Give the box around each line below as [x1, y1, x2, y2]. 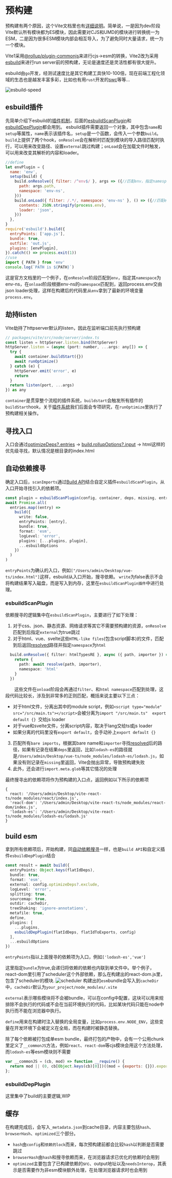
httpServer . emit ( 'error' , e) [14, 368, 77, 373]
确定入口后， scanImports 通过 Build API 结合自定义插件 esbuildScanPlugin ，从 [5, 478, 165, 485]
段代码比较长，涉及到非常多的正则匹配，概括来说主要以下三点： [5, 692, 140, 698]
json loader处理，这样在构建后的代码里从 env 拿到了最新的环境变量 [5, 287, 143, 293]
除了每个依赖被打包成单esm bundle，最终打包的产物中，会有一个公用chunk [5, 1036, 164, 1042]
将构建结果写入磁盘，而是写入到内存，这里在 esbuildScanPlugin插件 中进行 [5, 580, 160, 586]
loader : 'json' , [18, 207, 54, 213]
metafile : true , [10, 911, 45, 916]
